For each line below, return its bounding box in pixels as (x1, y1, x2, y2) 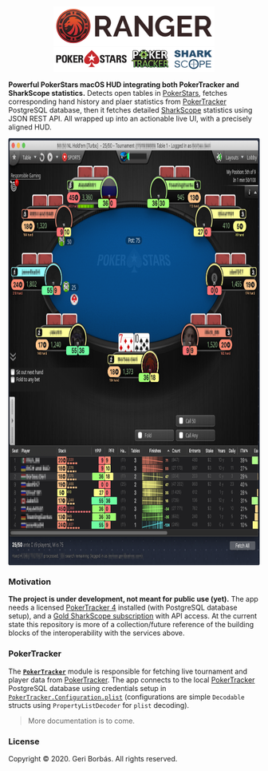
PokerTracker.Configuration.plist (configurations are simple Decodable (8, 692, 245, 701)
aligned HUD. (8, 122, 52, 132)
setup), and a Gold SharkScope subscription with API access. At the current (8, 611, 258, 621)
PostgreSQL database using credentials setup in (8, 683, 167, 693)
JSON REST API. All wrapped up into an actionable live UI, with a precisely (8, 114, 253, 123)
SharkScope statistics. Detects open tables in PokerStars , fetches (8, 89, 228, 97)
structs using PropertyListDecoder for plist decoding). (8, 700, 190, 709)
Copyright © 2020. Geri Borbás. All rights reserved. (8, 753, 178, 763)
